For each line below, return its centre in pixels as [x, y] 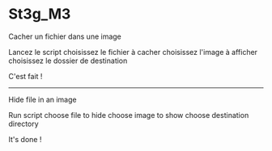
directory [23, 124]
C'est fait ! [25, 76]
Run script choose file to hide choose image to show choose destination [129, 115]
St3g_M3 [40, 14]
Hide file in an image [42, 99]
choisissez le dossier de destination [68, 61]
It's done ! [25, 139]
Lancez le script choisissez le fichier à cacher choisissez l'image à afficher [133, 52]
